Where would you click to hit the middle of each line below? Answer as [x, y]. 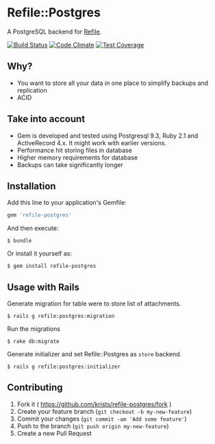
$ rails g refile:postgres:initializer [64, 367]
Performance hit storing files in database [74, 150]
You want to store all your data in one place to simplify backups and [113, 83]
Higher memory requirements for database [77, 157]
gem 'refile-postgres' [39, 215]
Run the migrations [34, 329]
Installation [31, 186]
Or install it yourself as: [39, 254]
